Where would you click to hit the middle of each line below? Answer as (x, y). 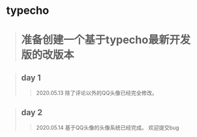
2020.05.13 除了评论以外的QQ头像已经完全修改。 (97, 93)
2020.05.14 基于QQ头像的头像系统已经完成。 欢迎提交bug (108, 128)
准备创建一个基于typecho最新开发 (106, 40)
